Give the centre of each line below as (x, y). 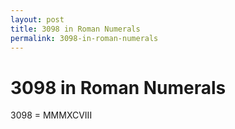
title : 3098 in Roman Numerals (75, 29)
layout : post (37, 19)
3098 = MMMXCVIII (51, 115)
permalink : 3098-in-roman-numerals (84, 38)
